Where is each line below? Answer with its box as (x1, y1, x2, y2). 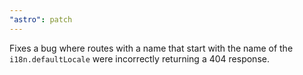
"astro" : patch (9, 14, 73, 25)
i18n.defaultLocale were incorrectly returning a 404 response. (9, 52, 270, 65)
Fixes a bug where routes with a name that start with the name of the (9, 42, 294, 54)
